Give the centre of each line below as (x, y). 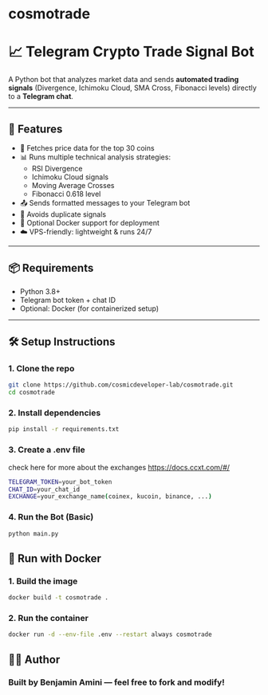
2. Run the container (49, 618)
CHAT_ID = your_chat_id (44, 489)
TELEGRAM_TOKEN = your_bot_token (60, 482)
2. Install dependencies (55, 413)
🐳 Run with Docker (55, 558)
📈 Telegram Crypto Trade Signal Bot (131, 52)
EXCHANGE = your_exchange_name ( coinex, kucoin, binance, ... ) (110, 497)
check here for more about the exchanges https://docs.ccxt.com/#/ (119, 467)
